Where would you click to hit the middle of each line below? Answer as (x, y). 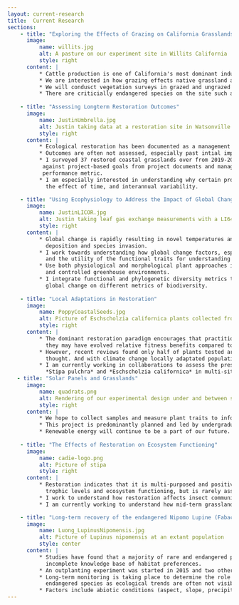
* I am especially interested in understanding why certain (130, 180)
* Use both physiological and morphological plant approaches (133, 266)
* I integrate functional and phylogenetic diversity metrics (133, 279)
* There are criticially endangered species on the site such (133, 93)
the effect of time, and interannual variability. (122, 186)
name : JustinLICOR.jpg (73, 213)
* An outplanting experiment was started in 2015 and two (127, 570)
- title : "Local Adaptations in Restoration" (89, 299)
